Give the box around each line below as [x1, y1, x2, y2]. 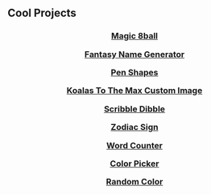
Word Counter [106, 139, 163, 151]
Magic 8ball [110, 30, 159, 42]
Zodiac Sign [110, 122, 159, 133]
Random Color [105, 176, 163, 188]
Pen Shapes [110, 67, 159, 79]
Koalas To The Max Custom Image [66, 85, 203, 96]
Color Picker [110, 158, 159, 169]
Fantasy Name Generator [84, 48, 185, 59]
